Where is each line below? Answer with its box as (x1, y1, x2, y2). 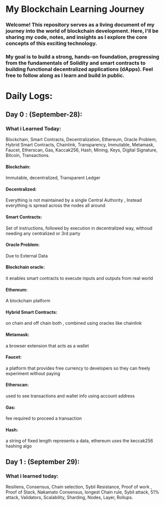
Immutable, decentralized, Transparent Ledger (5, 175, 101, 181)
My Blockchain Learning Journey (5, 3, 145, 15)
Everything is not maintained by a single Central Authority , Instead (5, 197, 142, 203)
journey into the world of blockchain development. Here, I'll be (5, 27, 159, 34)
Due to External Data (5, 252, 48, 258)
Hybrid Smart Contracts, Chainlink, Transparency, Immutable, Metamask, (5, 141, 155, 147)
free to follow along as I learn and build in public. (5, 72, 125, 79)
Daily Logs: (5, 91, 53, 102)
